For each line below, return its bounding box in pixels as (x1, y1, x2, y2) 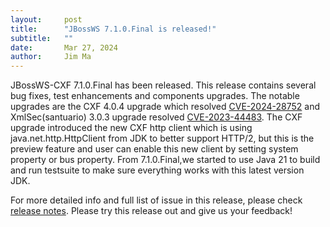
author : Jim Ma (10, 52, 92, 62)
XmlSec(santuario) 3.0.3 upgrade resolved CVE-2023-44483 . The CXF (10, 111, 303, 123)
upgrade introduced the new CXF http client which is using (10, 122, 253, 134)
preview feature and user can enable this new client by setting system (10, 143, 299, 155)
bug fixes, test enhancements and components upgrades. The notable (10, 90, 300, 102)
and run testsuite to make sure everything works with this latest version (10, 164, 305, 176)
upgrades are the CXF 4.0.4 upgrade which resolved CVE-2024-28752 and (10, 101, 320, 113)
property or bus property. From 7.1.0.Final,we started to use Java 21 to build (10, 154, 321, 166)
